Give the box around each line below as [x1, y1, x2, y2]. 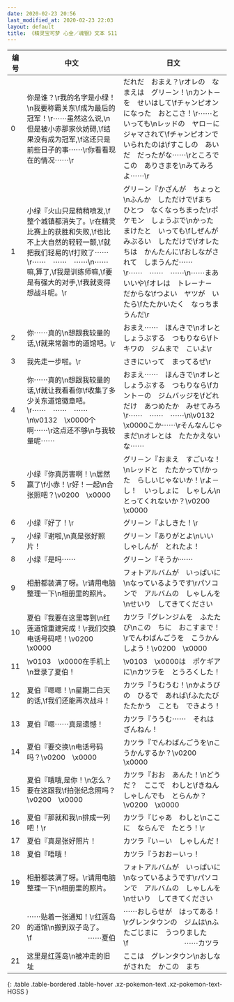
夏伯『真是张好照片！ [26, 836, 97, 846]
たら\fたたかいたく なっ [123, 299, 205, 309]
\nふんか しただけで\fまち [123, 195, 212, 204]
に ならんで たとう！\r [123, 823, 205, 833]
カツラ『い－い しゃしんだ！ [123, 836, 221, 846]
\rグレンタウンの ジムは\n [123, 918, 212, 927]
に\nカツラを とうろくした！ [123, 667, 221, 677]
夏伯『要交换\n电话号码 [26, 742, 104, 752]
